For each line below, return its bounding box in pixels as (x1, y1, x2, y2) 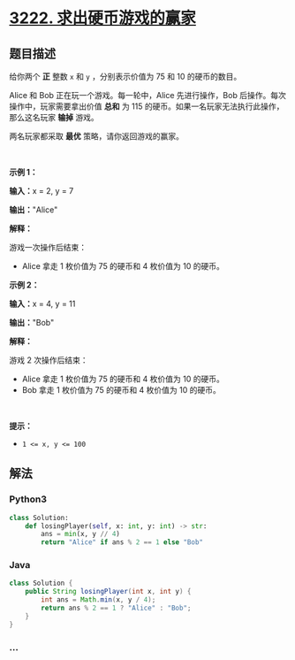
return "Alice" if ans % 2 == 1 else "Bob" (41, 538, 203, 547)
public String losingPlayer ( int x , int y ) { (25, 587, 192, 596)
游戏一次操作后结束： (9, 242, 87, 252)
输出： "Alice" (9, 204, 58, 215)
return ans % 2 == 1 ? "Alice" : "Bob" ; (41, 603, 192, 613)
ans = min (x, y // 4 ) (41, 530, 121, 539)
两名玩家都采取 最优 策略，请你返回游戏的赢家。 (9, 131, 184, 142)
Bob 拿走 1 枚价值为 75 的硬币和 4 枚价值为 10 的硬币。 (21, 385, 221, 395)
